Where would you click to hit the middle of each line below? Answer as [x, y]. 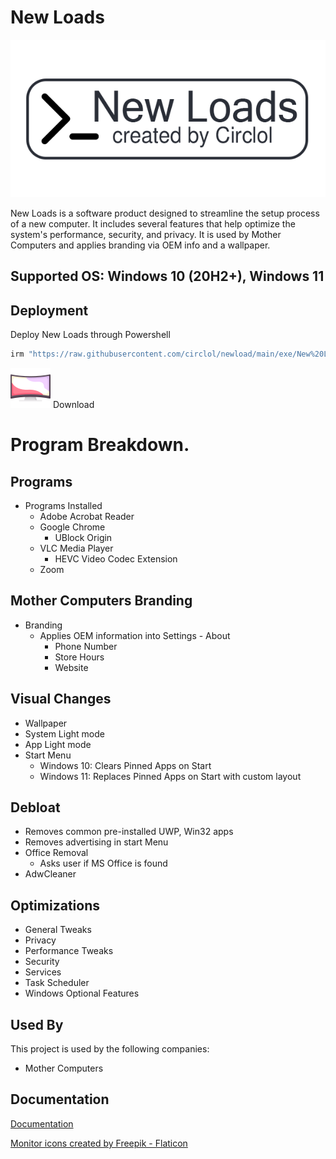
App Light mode [58, 744]
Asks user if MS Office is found [103, 863]
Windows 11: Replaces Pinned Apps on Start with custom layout [170, 776]
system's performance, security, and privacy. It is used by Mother [146, 234]
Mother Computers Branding [101, 601]
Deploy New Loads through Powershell [90, 335]
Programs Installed [63, 506]
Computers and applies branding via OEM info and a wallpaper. [140, 245]
